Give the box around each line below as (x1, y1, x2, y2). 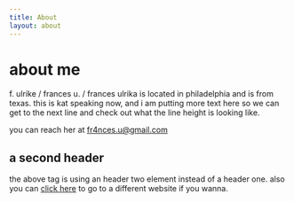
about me (9, 59, 81, 80)
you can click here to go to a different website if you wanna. (9, 183, 228, 194)
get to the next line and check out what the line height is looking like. (9, 107, 260, 118)
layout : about (9, 21, 62, 30)
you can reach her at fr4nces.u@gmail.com (9, 125, 169, 136)
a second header (9, 150, 105, 165)
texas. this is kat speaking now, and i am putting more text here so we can (9, 98, 280, 109)
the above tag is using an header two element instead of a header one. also (9, 174, 286, 184)
